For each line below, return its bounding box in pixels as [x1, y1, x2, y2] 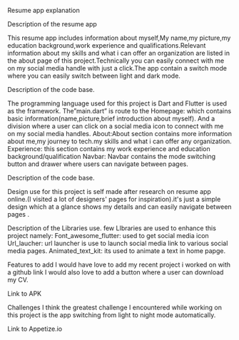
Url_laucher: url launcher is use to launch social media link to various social [7, 239, 228, 247]
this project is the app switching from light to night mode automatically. [7, 311, 216, 319]
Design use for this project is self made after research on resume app [7, 187, 212, 195]
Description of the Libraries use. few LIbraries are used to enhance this [7, 224, 216, 232]
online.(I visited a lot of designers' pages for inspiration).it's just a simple [7, 195, 221, 203]
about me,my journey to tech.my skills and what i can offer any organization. [7, 137, 232, 145]
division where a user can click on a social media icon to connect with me [7, 122, 224, 130]
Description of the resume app [7, 20, 98, 28]
